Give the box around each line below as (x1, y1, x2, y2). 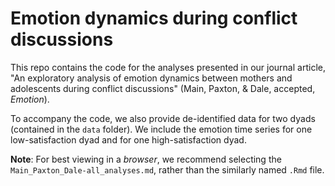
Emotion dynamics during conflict (10, 7, 298, 30)
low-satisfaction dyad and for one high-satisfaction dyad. (10, 133, 247, 146)
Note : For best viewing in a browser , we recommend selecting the (10, 153, 282, 165)
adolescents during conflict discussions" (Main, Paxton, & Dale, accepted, (10, 82, 316, 94)
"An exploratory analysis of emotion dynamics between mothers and (10, 72, 293, 84)
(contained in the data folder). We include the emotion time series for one (10, 123, 313, 135)
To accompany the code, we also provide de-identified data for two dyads (10, 112, 316, 124)
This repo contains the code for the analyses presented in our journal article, (10, 61, 326, 73)
